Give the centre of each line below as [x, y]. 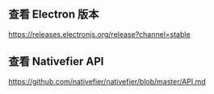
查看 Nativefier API [56, 61]
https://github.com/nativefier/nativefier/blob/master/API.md [107, 81]
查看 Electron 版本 [54, 14]
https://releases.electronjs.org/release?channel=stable [100, 34]
